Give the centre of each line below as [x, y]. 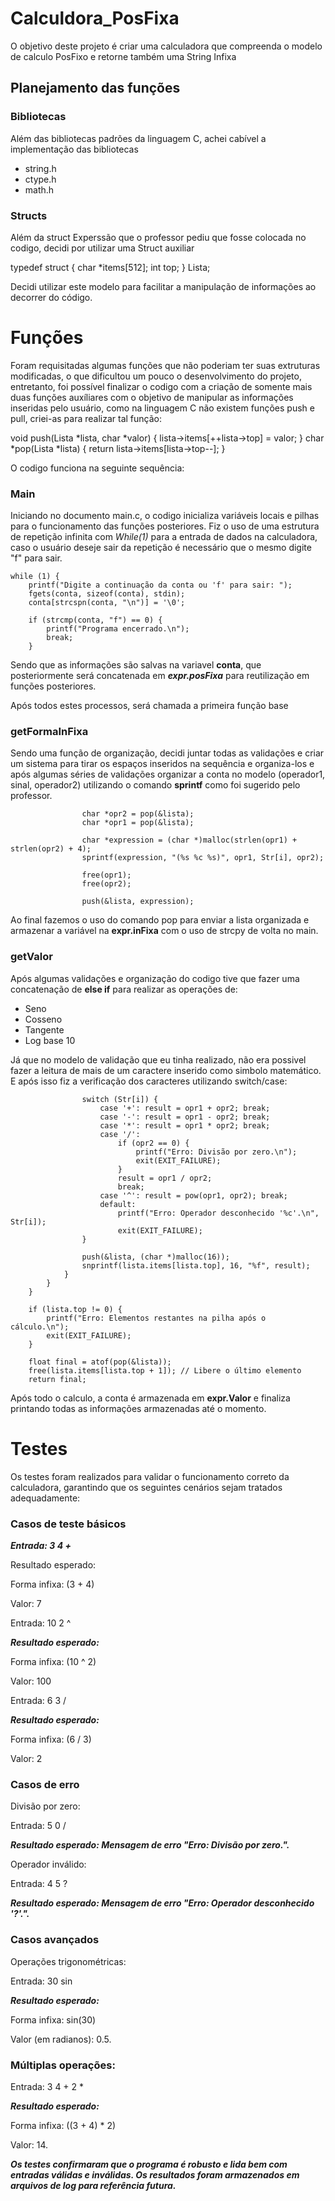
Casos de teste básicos [68, 1524]
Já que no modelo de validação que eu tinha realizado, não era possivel [158, 1059]
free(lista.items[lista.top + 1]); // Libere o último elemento [165, 1370]
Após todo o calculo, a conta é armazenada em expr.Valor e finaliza [150, 1398]
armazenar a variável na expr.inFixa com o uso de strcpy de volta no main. [164, 931]
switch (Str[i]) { [120, 1099]
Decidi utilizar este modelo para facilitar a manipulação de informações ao [163, 286]
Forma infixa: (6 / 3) [51, 1739]
